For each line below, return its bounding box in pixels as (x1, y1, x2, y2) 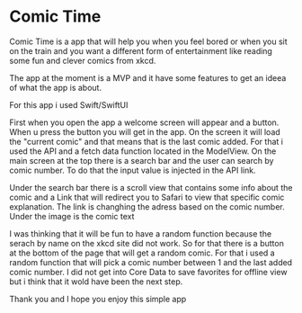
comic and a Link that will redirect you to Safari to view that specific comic (9, 192, 285, 202)
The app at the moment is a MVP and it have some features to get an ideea (9, 72, 287, 83)
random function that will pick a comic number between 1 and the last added (9, 256, 293, 267)
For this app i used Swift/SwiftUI (9, 99, 129, 110)
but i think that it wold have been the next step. (9, 276, 183, 287)
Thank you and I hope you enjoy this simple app (9, 293, 187, 304)
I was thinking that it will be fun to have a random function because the (9, 228, 272, 239)
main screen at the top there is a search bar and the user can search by (9, 155, 274, 165)
